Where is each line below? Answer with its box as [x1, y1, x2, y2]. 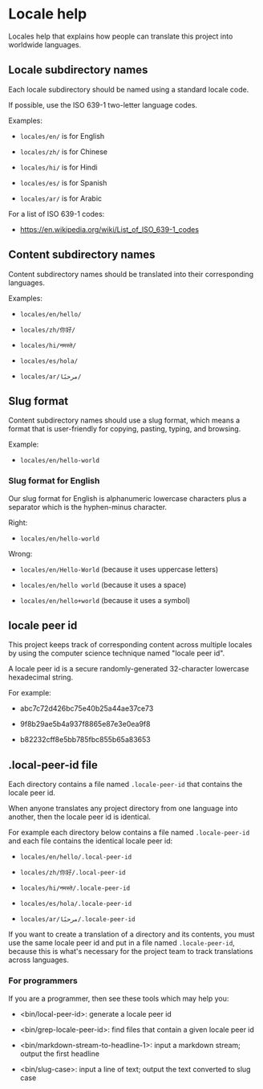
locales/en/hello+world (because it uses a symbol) [19, 595, 191, 605]
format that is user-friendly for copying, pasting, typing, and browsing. [8, 424, 241, 434]
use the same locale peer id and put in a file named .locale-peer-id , [8, 938, 235, 948]
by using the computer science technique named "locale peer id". [8, 648, 225, 659]
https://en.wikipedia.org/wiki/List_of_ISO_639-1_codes [19, 224, 199, 234]
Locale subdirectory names [8, 63, 148, 77]
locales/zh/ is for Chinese [19, 146, 108, 157]
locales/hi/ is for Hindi [19, 162, 98, 172]
